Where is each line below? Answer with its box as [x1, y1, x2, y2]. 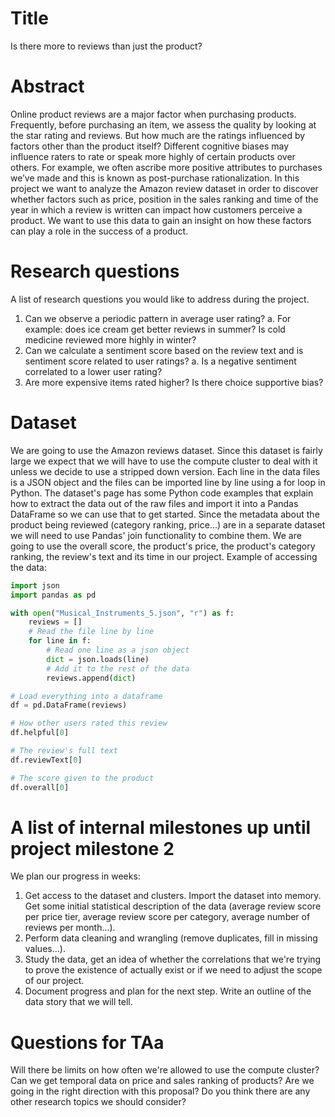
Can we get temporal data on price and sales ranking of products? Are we [10, 1075, 315, 1087]
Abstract [10, 75, 85, 98]
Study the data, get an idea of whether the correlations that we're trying [24, 953, 322, 966]
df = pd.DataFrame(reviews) [10, 700, 128, 711]
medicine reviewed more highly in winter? [24, 333, 197, 346]
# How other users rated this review [10, 718, 168, 729]
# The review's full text [10, 746, 118, 756]
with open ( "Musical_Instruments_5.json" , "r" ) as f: [10, 608, 235, 618]
